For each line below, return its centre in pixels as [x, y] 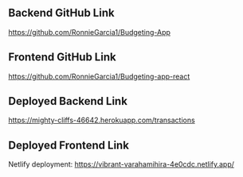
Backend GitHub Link [61, 13]
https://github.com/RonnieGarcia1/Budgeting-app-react [99, 76]
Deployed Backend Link [68, 101]
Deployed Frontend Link [69, 145]
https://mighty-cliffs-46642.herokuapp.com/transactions [102, 120]
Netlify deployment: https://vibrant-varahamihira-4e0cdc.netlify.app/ [121, 164]
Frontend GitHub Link [63, 58]
